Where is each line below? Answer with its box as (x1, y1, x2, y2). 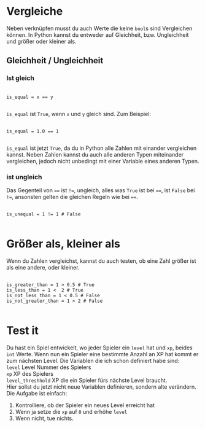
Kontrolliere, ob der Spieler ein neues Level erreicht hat (15, 401, 155, 409)
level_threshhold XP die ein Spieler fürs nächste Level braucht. (6, 376, 168, 384)
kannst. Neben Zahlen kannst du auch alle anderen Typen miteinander (6, 150, 184, 158)
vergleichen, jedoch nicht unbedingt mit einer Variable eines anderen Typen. (6, 157, 199, 165)
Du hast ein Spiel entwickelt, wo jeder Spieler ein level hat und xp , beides (6, 344, 193, 351)
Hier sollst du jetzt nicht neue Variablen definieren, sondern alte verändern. (6, 383, 196, 391)
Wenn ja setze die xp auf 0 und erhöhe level (15, 408, 128, 415)
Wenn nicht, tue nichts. (15, 414, 74, 422)
